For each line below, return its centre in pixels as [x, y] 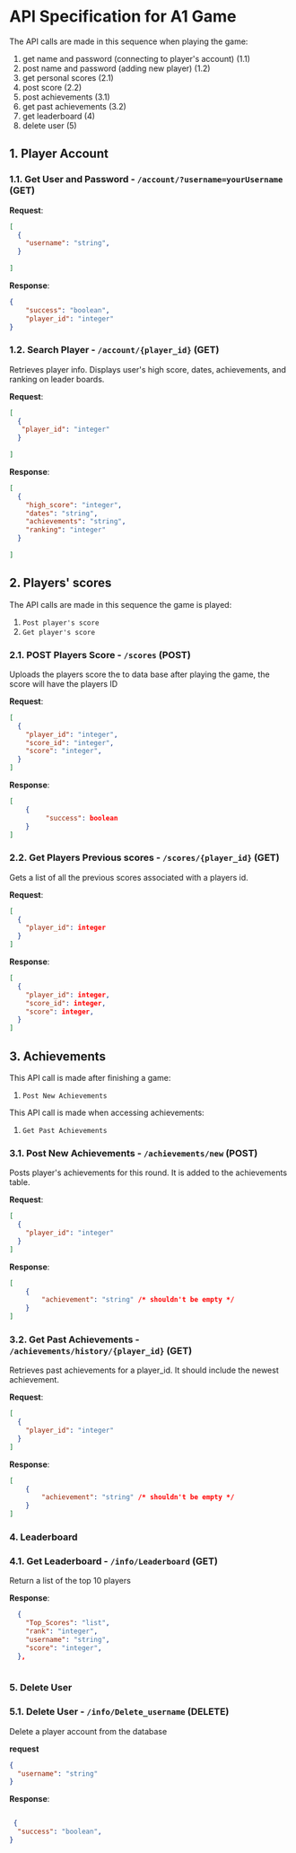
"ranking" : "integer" [65, 530]
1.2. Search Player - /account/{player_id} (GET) [114, 350]
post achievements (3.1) [66, 97]
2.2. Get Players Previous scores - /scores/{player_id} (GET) [144, 857]
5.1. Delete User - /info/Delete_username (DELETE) [119, 1712]
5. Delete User [41, 1688]
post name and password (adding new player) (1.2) [116, 68]
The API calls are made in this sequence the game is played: [121, 604]
